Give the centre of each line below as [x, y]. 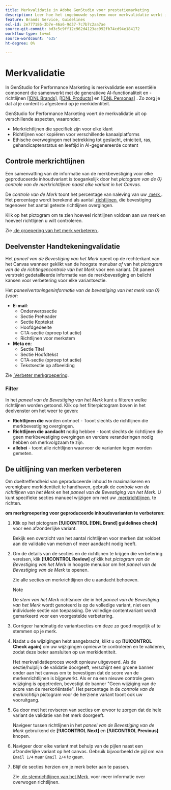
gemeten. [23, 453]
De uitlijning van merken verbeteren [63, 469]
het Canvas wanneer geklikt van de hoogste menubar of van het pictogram [84, 264]
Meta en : [22, 344]
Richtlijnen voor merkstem [48, 338]
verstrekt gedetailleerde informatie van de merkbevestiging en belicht [78, 275]
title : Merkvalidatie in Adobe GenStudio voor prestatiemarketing [77, 10]
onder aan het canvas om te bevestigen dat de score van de [76, 673]
